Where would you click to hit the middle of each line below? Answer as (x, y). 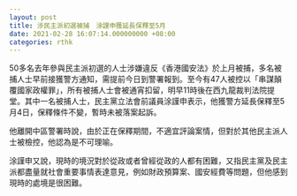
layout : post (33, 17)
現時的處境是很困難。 (48, 183)
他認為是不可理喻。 (82, 142)
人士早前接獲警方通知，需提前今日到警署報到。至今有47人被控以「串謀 (145, 79)
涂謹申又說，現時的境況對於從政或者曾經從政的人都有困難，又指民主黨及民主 (148, 161)
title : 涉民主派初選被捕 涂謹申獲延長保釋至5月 (88, 26)
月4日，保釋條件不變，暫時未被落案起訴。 (85, 112)
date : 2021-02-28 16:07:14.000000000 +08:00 (92, 34)
